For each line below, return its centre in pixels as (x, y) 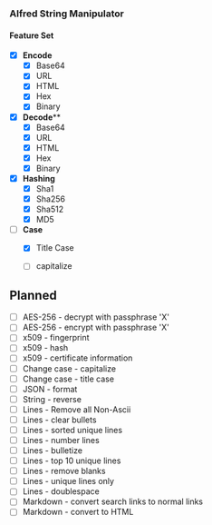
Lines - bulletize (53, 451)
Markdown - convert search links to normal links (113, 501)
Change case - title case (68, 379)
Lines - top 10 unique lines (72, 461)
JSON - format (50, 389)
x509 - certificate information (77, 358)
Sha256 (51, 199)
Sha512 (50, 209)
